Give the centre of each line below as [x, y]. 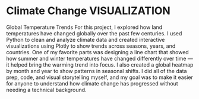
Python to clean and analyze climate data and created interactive [86, 39]
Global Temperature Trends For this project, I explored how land [84, 27]
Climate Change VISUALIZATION [88, 11]
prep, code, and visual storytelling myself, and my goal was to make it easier [99, 77]
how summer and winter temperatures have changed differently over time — [99, 58]
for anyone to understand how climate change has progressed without [92, 83]
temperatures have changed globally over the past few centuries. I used [94, 33]
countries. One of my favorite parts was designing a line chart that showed [97, 52]
